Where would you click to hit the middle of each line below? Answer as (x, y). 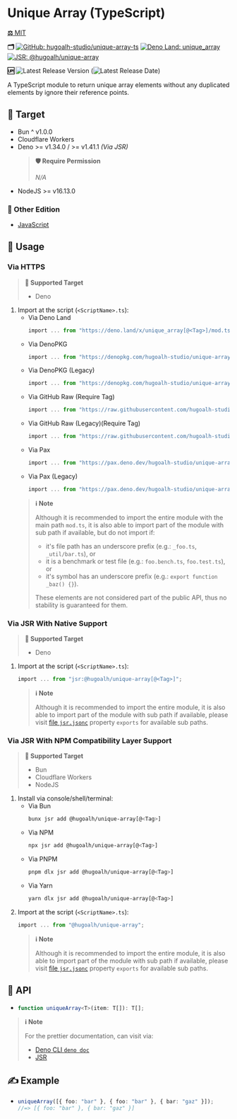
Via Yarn (40, 885)
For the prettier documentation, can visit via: (89, 1036)
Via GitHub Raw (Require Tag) (71, 397)
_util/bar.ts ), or (71, 553)
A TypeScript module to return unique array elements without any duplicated (119, 85)
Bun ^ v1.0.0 (35, 132)
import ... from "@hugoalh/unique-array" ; (81, 925)
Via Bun (39, 806)
